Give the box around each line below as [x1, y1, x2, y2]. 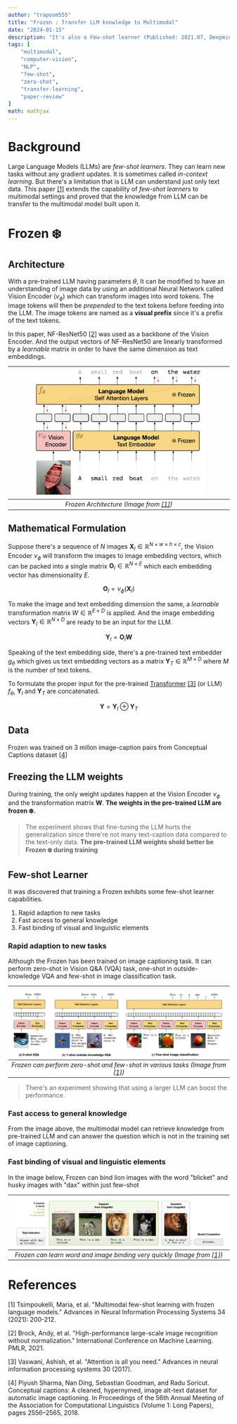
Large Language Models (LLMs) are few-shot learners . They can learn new [8, 162, 226, 170]
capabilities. [8, 895, 43, 903]
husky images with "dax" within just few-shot [8, 1181, 139, 1189]
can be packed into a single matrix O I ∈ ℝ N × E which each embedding [8, 560, 212, 572]
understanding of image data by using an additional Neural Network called [8, 284, 224, 293]
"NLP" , [20, 63, 40, 70]
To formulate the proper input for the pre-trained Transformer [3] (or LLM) [8, 680, 223, 688]
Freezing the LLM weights [8, 771, 124, 783]
